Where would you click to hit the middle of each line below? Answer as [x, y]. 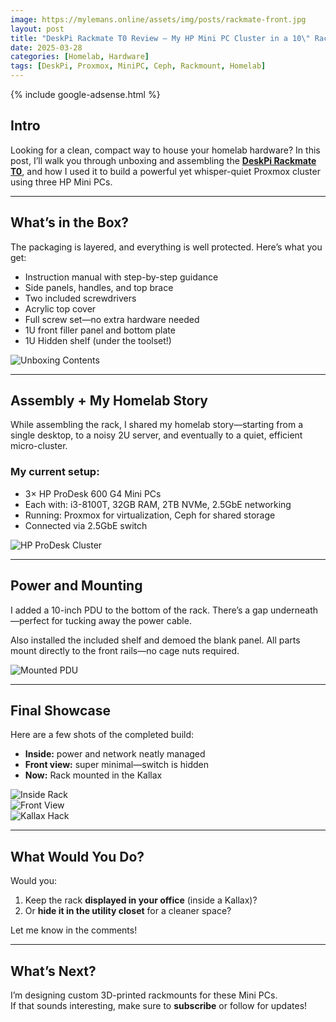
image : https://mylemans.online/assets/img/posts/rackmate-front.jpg [158, 19]
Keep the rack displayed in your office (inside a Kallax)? [141, 900]
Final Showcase [60, 710]
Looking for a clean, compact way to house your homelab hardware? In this [165, 150]
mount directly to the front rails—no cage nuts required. [125, 650]
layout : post [37, 29]
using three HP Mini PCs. [61, 182]
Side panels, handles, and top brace [99, 287]
